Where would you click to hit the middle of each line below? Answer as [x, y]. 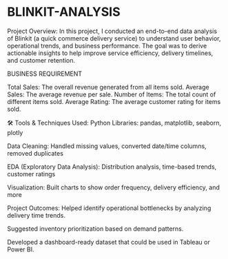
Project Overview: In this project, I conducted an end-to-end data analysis [112, 31]
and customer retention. [41, 60]
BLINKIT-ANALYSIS [64, 12]
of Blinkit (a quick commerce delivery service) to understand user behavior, [114, 38]
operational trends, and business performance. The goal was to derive [107, 45]
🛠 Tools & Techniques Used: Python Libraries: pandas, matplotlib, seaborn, [114, 123]
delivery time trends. [36, 215]
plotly [15, 132]
